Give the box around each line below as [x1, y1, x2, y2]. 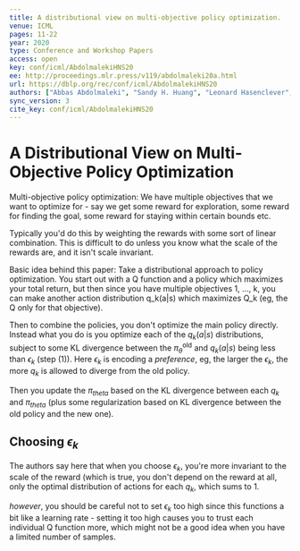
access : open [9, 55, 58, 64]
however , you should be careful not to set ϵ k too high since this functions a [9, 501, 285, 514]
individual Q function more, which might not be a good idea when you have [9, 522, 286, 533]
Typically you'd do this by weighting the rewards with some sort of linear [9, 228, 277, 239]
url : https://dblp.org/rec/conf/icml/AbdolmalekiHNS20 [9, 80, 218, 89]
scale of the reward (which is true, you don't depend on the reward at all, [9, 471, 278, 483]
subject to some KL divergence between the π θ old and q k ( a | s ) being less [9, 341, 276, 355]
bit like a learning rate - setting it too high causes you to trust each [9, 513, 254, 523]
